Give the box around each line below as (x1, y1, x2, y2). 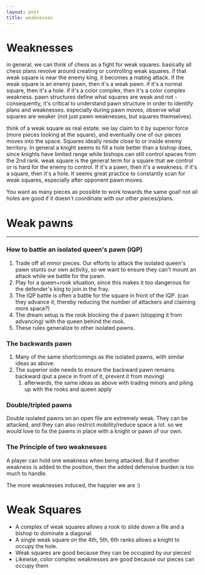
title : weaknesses (6, 15, 53, 21)
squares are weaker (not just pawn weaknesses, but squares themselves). (6, 113, 193, 120)
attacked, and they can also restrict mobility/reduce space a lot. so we (6, 421, 183, 429)
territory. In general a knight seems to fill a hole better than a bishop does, (6, 144, 192, 151)
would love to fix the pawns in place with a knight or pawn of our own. (6, 427, 183, 435)
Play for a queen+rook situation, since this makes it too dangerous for (15, 279, 190, 286)
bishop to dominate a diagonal (15, 529, 92, 537)
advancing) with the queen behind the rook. (15, 318, 126, 325)
